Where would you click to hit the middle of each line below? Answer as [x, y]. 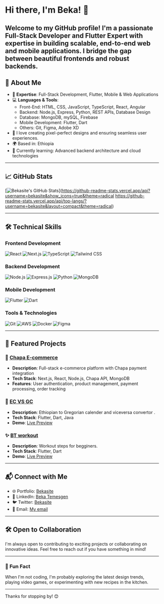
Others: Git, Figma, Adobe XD [49, 128]
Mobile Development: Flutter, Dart [53, 123]
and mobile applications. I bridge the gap [68, 51]
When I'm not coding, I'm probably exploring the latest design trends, [75, 577]
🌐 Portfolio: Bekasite [33, 491]
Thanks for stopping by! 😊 [32, 596]
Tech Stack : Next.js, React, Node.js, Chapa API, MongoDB [71, 379]
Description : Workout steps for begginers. [55, 446]
